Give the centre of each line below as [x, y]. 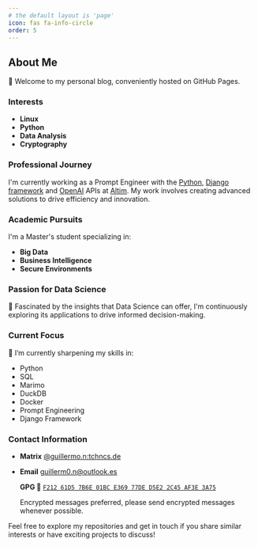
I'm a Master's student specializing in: [70, 237]
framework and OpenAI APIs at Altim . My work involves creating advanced [129, 190]
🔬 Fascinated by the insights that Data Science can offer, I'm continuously [128, 306]
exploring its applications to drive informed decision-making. [107, 315]
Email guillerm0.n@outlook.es [68, 471]
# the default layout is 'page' [61, 15]
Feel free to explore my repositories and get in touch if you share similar [125, 526]
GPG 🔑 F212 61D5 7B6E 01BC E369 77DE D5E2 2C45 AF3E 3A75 [118, 487]
